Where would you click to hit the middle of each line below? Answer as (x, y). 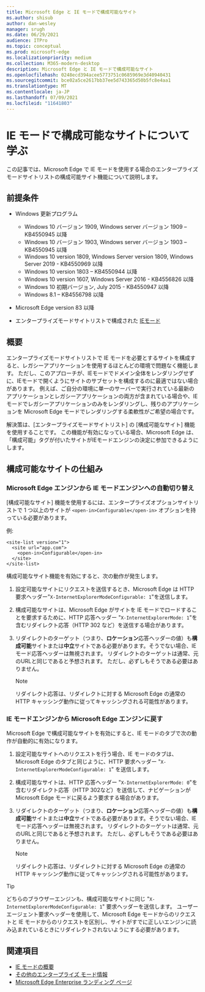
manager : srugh (26, 29)
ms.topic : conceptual (34, 47)
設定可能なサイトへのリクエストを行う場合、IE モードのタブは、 (96, 754)
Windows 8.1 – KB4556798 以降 (64, 294)
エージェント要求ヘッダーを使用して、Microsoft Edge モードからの (90, 914)
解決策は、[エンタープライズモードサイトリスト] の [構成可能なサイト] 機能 (101, 425)
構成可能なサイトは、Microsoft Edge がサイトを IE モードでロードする (103, 609)
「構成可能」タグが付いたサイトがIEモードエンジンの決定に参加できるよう (100, 440)
